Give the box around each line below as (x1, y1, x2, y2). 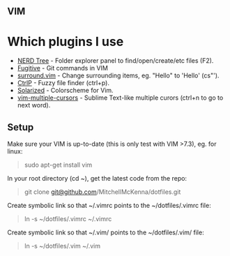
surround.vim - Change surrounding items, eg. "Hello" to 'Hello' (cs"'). (17, 71, 220, 80)
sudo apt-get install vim (24, 160, 93, 170)
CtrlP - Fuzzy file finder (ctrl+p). (17, 79, 110, 87)
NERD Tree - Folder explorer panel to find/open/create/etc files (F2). (17, 57, 214, 65)
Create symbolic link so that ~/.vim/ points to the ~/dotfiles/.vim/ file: (7, 228, 204, 236)
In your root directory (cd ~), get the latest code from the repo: (7, 174, 187, 183)
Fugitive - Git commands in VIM (17, 64, 108, 73)
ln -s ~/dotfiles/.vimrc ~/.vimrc (24, 215, 112, 223)
